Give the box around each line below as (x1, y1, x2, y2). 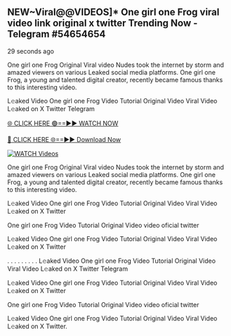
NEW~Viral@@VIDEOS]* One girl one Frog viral (7, 6, 220, 18)
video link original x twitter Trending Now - (7, 18, 198, 30)
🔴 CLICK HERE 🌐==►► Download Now (7, 135, 121, 143)
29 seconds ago (7, 46, 55, 56)
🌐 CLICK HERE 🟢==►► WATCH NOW (7, 119, 119, 127)
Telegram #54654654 (7, 28, 106, 40)
